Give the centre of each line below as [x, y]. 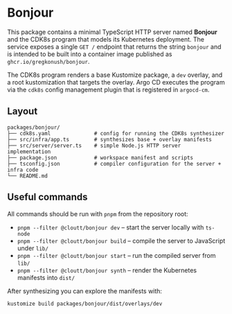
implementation [29, 151]
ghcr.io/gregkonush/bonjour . [48, 61]
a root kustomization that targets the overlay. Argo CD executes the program [116, 82]
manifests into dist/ [46, 277]
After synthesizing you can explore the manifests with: [85, 291]
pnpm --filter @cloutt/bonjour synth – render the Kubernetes [107, 270]
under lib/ [33, 248]
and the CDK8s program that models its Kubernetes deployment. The [106, 39]
